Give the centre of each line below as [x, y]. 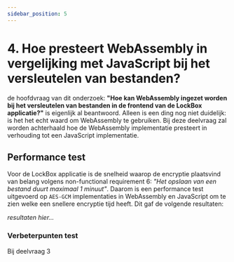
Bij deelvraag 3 [29, 251]
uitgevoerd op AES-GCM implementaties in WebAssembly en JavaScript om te [117, 197]
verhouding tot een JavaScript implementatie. [73, 135]
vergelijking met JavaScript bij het [109, 63]
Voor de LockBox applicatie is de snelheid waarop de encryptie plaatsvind [114, 174]
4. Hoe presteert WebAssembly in [108, 48]
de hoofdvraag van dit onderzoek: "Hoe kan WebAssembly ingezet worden [117, 98]
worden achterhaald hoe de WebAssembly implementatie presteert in [107, 128]
